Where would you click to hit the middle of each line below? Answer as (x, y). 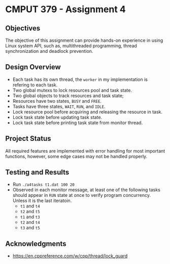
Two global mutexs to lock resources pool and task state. (72, 90)
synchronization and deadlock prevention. (49, 51)
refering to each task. (35, 84)
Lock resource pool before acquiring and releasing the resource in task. (88, 112)
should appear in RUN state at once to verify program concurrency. (82, 195)
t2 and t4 (30, 222)
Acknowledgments (36, 243)
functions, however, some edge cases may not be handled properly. (76, 156)
